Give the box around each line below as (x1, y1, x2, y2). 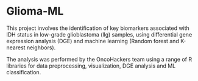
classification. (6, 68, 41, 76)
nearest (6, 44, 26, 51)
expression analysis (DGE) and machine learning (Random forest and (6, 37, 180, 44)
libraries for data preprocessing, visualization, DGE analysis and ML (6, 62, 176, 69)
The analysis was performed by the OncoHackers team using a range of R (6, 55, 193, 63)
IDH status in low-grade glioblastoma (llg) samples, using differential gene (6, 30, 193, 38)
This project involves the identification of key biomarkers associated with (6, 24, 190, 32)
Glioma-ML (6, 4, 64, 18)
